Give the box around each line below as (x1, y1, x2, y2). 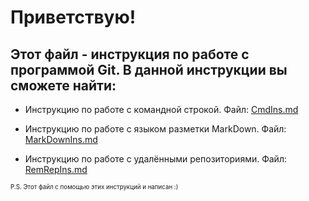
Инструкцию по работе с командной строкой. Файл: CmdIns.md (24, 104, 299, 115)
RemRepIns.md (24, 164, 88, 175)
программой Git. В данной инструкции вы (10, 61, 288, 78)
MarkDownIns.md (24, 134, 98, 145)
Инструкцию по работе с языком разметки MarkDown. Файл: (24, 123, 287, 135)
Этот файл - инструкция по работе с (10, 46, 250, 63)
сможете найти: (10, 77, 117, 94)
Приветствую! (10, 6, 137, 29)
